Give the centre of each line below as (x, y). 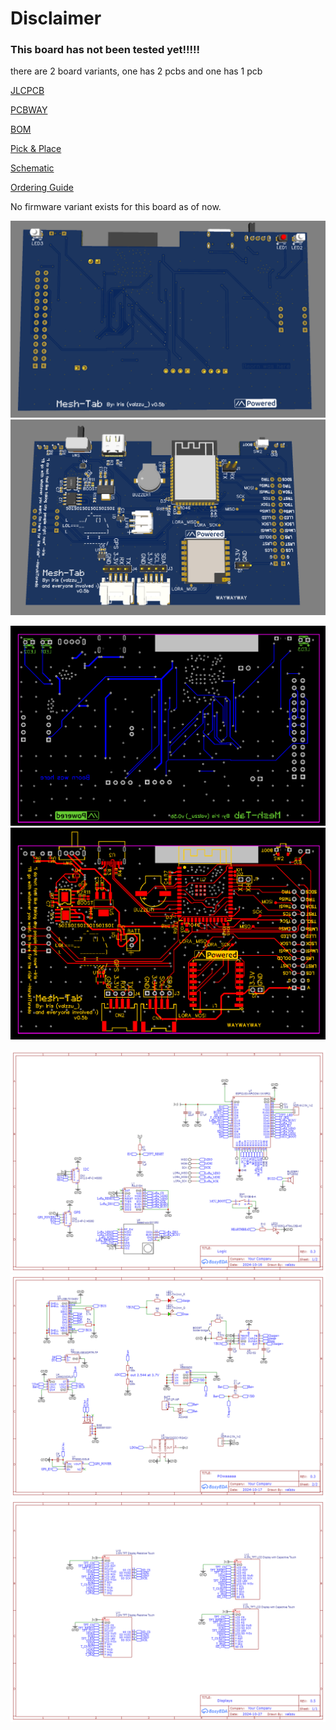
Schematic (32, 168)
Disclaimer (56, 18)
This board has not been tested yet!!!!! (105, 50)
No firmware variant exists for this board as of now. (116, 207)
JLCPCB (27, 91)
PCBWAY (29, 110)
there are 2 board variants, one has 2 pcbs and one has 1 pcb (136, 71)
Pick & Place (36, 149)
